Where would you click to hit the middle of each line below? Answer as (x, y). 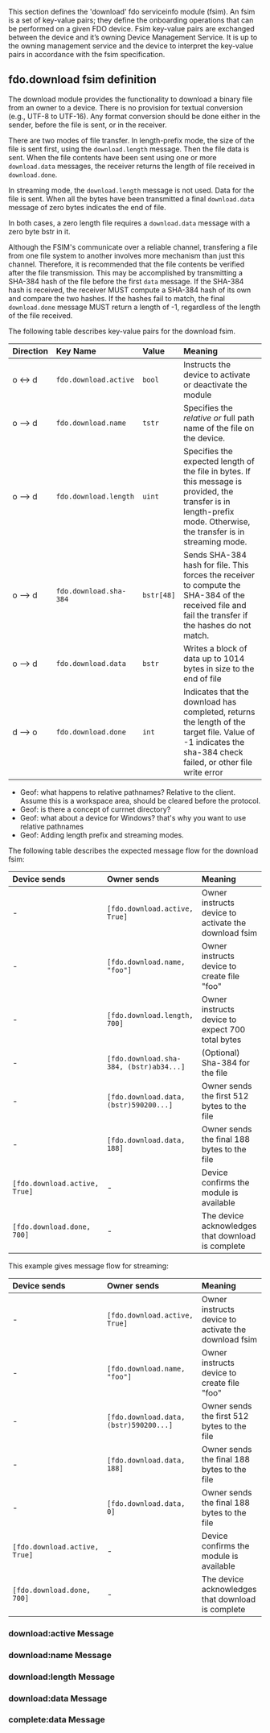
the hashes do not (217, 625)
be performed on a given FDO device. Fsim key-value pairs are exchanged (131, 29)
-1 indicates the (214, 742)
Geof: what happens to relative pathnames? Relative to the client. (127, 792)
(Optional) (221, 1053)
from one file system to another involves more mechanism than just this (127, 255)
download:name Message (60, 1655)
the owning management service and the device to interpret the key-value (131, 46)
